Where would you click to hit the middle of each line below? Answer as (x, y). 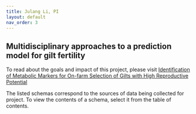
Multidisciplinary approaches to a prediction (89, 46)
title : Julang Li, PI (33, 11)
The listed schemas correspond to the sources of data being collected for (95, 93)
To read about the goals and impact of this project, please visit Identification (98, 70)
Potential (17, 82)
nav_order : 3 (22, 22)
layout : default (26, 17)
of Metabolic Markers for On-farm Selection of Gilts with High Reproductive (97, 76)
